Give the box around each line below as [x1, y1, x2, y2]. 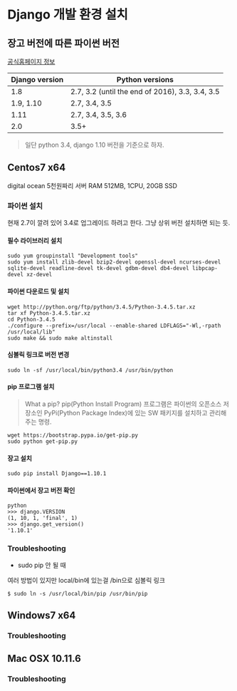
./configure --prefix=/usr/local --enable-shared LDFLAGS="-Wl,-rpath [7, 322, 221, 329]
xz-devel [26, 271, 53, 279]
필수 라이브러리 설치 [7, 236, 63, 244]
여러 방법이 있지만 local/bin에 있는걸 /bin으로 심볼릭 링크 [7, 576, 166, 584]
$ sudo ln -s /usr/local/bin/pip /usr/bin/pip [7, 590, 148, 597]
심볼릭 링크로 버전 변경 [7, 350, 70, 359]
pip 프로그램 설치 [7, 383, 55, 391]
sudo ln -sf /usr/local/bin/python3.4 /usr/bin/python [7, 366, 174, 374]
